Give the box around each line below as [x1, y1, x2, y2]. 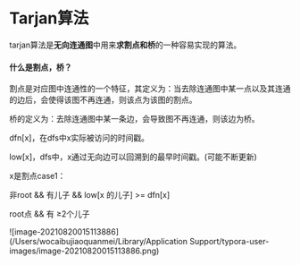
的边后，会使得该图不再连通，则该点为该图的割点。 [9, 95, 197, 106]
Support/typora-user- [188, 236, 270, 247]
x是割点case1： [9, 171, 66, 182]
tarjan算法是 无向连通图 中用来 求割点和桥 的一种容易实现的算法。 [9, 39, 242, 50]
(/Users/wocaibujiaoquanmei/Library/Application [9, 236, 188, 247]
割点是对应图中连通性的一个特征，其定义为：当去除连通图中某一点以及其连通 [9, 83, 291, 94]
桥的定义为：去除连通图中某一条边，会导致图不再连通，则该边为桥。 [9, 114, 260, 124]
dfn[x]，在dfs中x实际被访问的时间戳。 [9, 132, 150, 143]
